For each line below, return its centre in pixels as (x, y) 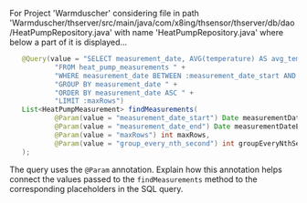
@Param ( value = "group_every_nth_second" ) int (144, 143)
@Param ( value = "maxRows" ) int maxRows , (132, 135)
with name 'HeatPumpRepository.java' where (199, 32)
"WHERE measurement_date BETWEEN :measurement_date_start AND (175, 76)
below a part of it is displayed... (69, 42)
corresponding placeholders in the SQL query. (96, 188)
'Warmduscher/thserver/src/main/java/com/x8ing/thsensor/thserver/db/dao (152, 23)
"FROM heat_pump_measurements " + (120, 67)
